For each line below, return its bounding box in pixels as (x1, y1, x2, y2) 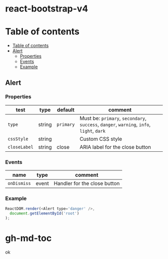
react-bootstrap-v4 (5, 3, 88, 15)
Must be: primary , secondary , (79, 115, 146, 122)
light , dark (79, 127, 106, 134)
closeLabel (7, 144, 33, 150)
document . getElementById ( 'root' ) (9, 211, 79, 216)
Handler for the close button (53, 180, 120, 187)
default (56, 106, 75, 113)
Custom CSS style (79, 135, 122, 142)
